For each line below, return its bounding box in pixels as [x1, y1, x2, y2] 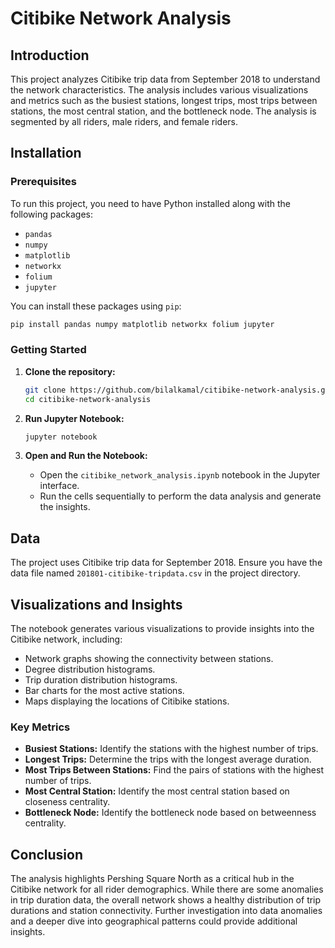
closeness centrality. [24, 796, 111, 808]
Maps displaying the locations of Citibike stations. [24, 695, 230, 707]
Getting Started [10, 343, 87, 357]
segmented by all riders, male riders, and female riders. [10, 116, 238, 127]
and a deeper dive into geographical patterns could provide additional [10, 915, 298, 927]
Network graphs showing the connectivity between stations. [24, 653, 274, 665]
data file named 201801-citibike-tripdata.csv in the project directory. [10, 567, 301, 579]
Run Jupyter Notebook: [24, 412, 125, 424]
